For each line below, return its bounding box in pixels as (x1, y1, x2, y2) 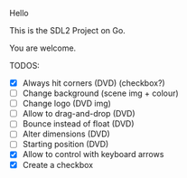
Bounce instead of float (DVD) (22, 118, 135, 129)
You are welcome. (9, 42, 77, 53)
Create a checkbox (22, 159, 93, 170)
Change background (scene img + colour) (22, 88, 179, 98)
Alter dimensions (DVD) (22, 128, 110, 139)
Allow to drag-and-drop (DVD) (22, 108, 136, 119)
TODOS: (9, 61, 41, 70)
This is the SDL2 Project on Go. (9, 25, 126, 35)
